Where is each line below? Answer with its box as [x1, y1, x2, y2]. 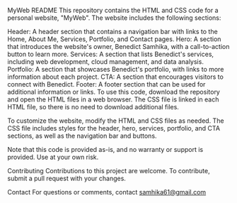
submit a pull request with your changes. [7, 174, 126, 182]
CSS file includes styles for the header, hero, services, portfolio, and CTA [7, 124, 221, 132]
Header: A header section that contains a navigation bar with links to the [7, 28, 218, 35]
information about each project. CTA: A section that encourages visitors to [7, 72, 224, 81]
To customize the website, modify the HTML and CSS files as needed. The [7, 116, 224, 125]
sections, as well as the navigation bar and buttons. [7, 131, 157, 140]
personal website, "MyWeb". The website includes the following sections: [7, 13, 221, 22]
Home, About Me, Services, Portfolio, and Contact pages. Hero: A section [7, 35, 221, 43]
